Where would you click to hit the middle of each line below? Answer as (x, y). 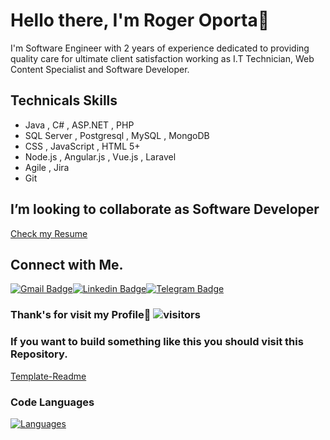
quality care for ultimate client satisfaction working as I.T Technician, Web (162, 58)
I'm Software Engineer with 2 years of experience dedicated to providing (160, 48)
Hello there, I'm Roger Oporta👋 (140, 20)
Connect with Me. (67, 264)
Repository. (39, 354)
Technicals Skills (64, 100)
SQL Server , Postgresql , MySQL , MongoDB (117, 135)
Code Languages (52, 402)
